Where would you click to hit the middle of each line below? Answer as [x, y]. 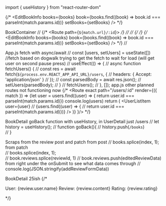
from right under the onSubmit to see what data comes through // [73, 163]
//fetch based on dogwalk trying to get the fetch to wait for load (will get [80, 58]
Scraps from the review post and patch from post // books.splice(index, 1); [82, 142]
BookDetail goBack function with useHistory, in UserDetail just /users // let [82, 121]
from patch [17, 147]
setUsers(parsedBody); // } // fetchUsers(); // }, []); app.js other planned [80, 85]
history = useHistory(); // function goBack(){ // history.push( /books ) [75, 127]
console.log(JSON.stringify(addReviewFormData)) [57, 169]
